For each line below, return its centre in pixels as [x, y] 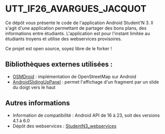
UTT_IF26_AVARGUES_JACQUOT [76, 9]
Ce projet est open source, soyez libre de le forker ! [59, 48]
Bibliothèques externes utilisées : [59, 64]
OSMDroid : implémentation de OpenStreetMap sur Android [74, 77]
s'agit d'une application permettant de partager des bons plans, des [76, 28]
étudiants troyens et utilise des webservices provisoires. [64, 39]
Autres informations [38, 103]
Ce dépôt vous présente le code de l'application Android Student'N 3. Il [79, 23]
